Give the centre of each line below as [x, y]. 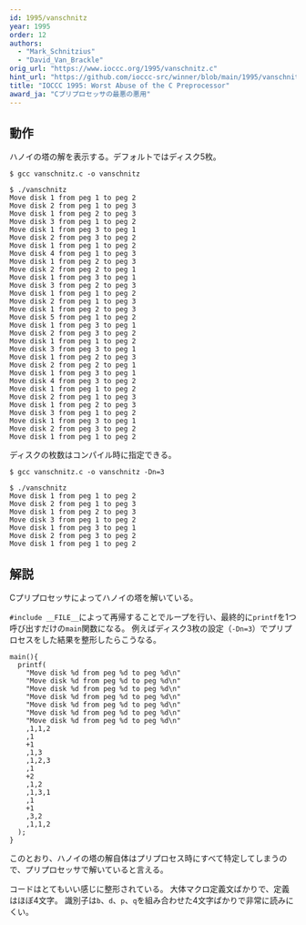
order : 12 [28, 35]
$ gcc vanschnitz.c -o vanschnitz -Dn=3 [87, 473]
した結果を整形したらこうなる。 [101, 640]
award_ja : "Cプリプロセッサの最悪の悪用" [80, 94]
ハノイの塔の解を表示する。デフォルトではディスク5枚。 [115, 157]
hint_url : [28, 77]
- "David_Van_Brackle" [61, 60]
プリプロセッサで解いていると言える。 [97, 869]
